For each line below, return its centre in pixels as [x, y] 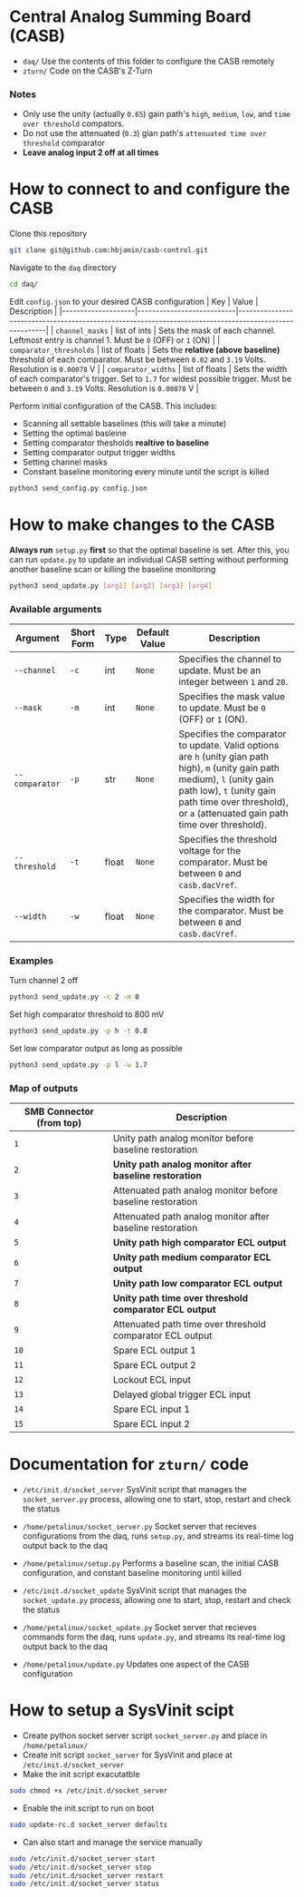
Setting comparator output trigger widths [99, 452]
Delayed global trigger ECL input [182, 1394]
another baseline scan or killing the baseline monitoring [113, 569]
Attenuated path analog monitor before [195, 1190]
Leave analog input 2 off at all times [90, 152]
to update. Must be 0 [222, 708]
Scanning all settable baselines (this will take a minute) [124, 423]
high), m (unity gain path [229, 768]
